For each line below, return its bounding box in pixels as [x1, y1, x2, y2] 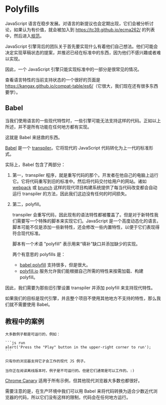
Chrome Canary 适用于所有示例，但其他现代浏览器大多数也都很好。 [5, 377, 142, 383]
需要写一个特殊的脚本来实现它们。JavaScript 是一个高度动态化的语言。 [16, 218, 161, 224]
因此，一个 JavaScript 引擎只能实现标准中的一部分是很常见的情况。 [5, 66, 142, 72]
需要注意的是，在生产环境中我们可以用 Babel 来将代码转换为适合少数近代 [5, 388, 154, 394]
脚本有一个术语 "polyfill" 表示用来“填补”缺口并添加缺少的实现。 [12, 241, 140, 247]
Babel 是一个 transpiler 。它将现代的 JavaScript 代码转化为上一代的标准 [5, 145, 149, 151]
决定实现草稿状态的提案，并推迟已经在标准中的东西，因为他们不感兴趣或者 [5, 50, 157, 55]
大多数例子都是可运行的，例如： [5, 332, 61, 337]
